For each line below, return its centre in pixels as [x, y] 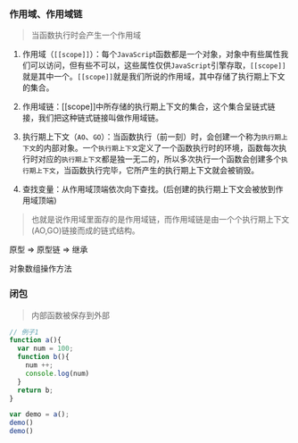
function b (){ [43, 357]
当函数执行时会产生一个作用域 [86, 35]
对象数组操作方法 [41, 269]
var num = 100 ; [46, 349]
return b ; [35, 390]
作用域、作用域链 [46, 13]
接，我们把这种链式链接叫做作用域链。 [92, 118]
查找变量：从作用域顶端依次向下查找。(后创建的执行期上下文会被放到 [149, 189]
